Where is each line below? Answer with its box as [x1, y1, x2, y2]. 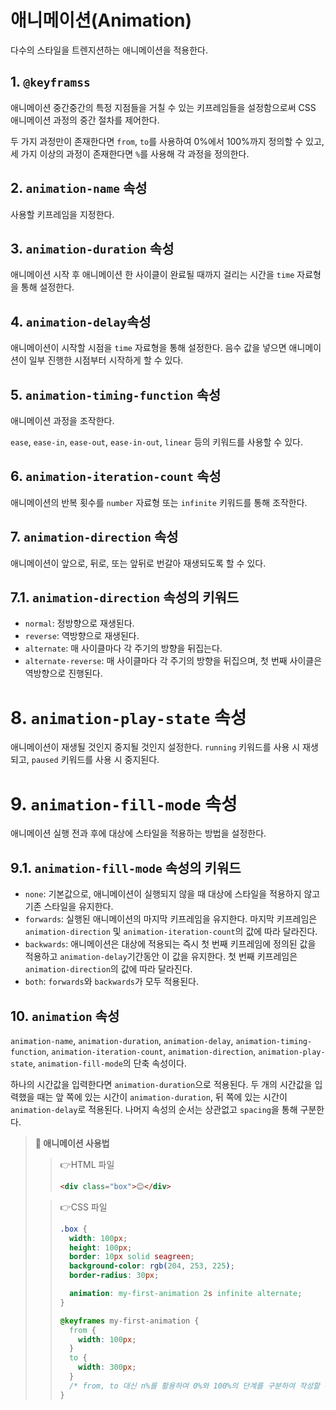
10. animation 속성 [10, 1007, 120, 1025]
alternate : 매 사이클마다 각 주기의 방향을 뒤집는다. [24, 642, 223, 655]
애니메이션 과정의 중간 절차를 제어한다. [10, 114, 160, 126]
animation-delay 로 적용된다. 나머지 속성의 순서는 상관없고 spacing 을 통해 [10, 1103, 298, 1115]
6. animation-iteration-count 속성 [10, 468, 222, 485]
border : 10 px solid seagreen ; [68, 1252, 195, 1262]
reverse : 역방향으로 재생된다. [24, 630, 140, 642]
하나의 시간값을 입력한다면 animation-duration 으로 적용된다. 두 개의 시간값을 [10, 1078, 313, 1090]
